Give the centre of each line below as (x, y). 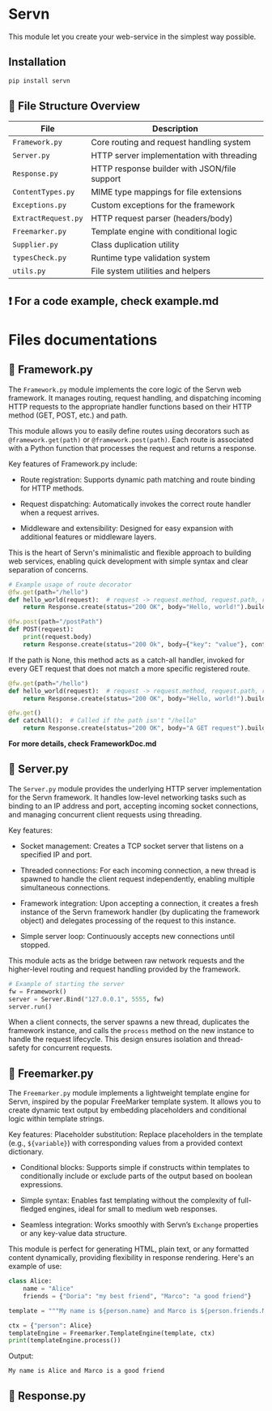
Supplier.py (36, 245)
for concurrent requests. (72, 1048)
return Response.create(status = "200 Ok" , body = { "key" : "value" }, (136, 644)
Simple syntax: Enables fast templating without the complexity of (128, 1200)
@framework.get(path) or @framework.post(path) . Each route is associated (131, 440)
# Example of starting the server (67, 984)
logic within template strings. (57, 1119)
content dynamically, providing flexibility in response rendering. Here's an (131, 1258)
